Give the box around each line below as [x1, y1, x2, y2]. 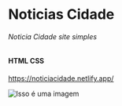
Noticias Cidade [8, 5, 115, 24]
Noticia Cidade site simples [8, 31, 97, 41]
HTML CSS [8, 57, 45, 66]
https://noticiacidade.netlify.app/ [8, 74, 114, 83]
